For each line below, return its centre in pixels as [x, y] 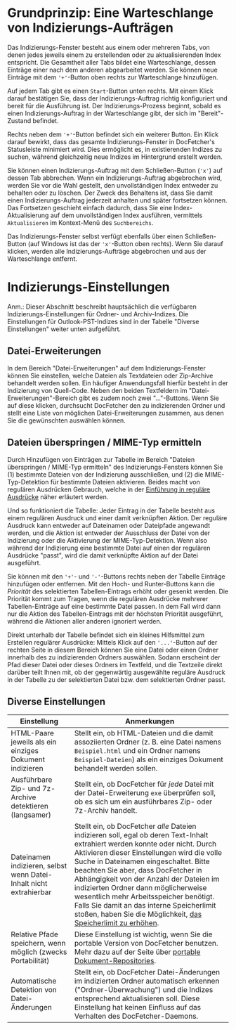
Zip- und [26, 789]
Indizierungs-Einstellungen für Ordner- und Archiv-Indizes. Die [98, 314]
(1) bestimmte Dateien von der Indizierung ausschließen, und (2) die [105, 474]
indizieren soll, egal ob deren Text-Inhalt [141, 835]
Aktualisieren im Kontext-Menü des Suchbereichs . [80, 222]
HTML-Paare [33, 733]
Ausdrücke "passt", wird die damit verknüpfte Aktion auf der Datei [103, 555]
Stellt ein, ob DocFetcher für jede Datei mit [144, 784]
